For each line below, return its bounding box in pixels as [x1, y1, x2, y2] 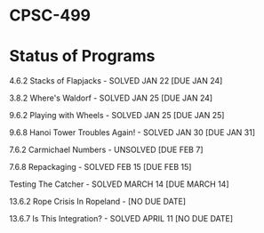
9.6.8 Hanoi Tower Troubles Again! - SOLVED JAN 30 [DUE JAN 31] [9, 127, 256, 138]
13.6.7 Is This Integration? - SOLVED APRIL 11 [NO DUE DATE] [9, 213, 234, 224]
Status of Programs [9, 46, 156, 67]
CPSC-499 [9, 5, 92, 26]
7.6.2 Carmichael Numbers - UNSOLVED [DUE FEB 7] [9, 144, 204, 156]
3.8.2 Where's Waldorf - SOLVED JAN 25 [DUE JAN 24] [9, 92, 213, 103]
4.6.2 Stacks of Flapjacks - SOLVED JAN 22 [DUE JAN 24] [9, 76, 223, 86]
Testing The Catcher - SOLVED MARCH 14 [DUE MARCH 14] [9, 179, 229, 189]
